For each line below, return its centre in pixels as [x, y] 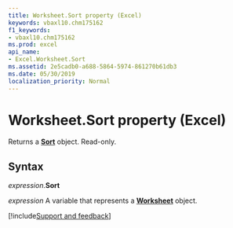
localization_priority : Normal [59, 81]
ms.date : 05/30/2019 [42, 74]
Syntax [26, 166]
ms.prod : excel [33, 45]
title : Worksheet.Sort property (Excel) [75, 15]
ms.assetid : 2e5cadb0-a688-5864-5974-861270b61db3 [93, 67]
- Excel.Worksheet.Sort [47, 60]
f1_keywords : [29, 30]
